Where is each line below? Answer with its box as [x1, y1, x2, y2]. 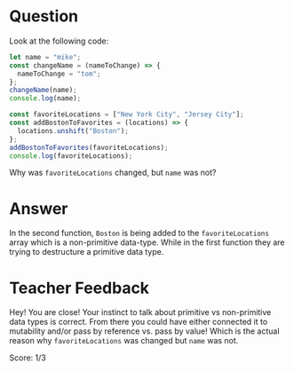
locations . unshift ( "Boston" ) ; [17, 126, 129, 135]
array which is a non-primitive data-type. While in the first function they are [9, 237, 285, 248]
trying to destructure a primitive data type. [9, 247, 164, 257]
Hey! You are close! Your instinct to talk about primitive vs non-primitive [9, 307, 272, 318]
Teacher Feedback [9, 278, 149, 298]
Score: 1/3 [9, 352, 46, 363]
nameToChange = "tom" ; [17, 69, 101, 78]
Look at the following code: [9, 36, 109, 46]
